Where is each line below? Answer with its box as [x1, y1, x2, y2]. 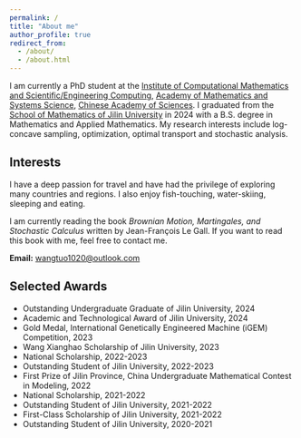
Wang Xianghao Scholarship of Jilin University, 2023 [22, 341, 219, 352]
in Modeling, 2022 [22, 380, 92, 391]
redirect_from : [9, 38, 67, 48]
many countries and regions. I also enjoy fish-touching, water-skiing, [9, 188, 267, 200]
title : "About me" [9, 22, 79, 31]
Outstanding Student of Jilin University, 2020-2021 [22, 418, 213, 429]
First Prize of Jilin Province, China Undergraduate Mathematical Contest [22, 370, 292, 381]
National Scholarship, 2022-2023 [22, 351, 148, 362]
